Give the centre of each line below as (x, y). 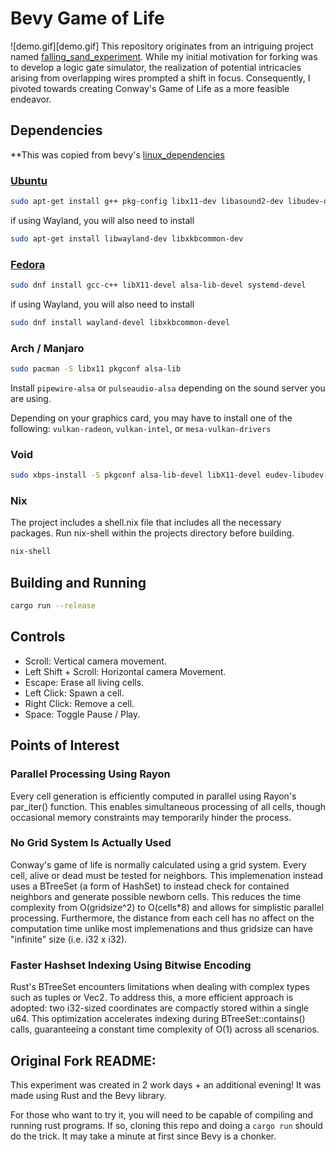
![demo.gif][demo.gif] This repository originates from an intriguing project (162, 46)
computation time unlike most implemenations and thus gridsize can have (161, 928)
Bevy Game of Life (87, 18)
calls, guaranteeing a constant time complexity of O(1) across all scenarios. (165, 1029)
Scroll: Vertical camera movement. (95, 661)
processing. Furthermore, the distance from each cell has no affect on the (162, 918)
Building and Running (78, 582)
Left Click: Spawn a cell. (74, 693)
